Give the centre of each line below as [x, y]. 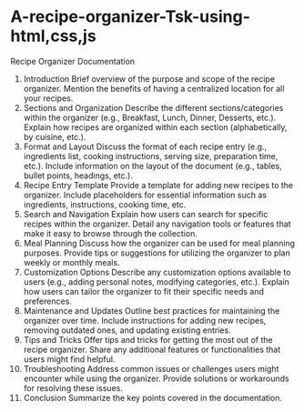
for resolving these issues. [73, 387]
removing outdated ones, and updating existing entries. [127, 330]
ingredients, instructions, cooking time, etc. [105, 204]
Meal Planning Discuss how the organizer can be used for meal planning [159, 243]
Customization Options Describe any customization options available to [157, 272]
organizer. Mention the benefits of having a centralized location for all [154, 88]
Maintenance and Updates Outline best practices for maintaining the [152, 310]
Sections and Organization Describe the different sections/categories [153, 107]
